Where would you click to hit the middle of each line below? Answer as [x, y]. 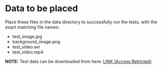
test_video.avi [26, 47]
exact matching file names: [32, 27]
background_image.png [36, 41]
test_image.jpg [27, 36]
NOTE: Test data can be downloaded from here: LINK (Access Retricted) [78, 61]
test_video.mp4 [27, 52]
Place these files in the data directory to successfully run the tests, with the [81, 22]
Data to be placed [41, 9]
